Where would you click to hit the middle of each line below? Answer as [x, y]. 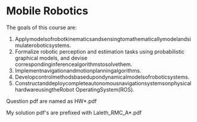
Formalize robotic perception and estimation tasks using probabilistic [100, 51]
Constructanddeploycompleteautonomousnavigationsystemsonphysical [103, 83]
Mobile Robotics [47, 11]
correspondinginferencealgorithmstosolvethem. [73, 64]
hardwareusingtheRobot [44, 89]
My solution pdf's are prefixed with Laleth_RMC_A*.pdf [74, 112]
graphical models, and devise [51, 58]
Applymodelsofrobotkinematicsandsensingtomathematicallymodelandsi [103, 39]
